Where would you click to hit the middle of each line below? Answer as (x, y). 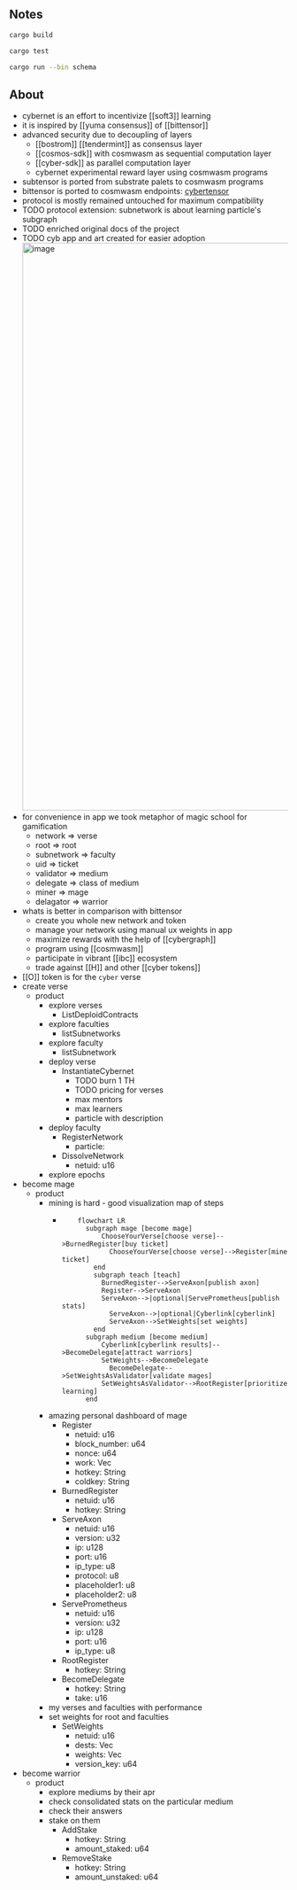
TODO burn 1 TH (105, 1081)
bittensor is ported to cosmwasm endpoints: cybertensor (126, 191)
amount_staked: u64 (112, 1849)
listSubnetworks (91, 1034)
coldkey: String (102, 1482)
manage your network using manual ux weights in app (133, 930)
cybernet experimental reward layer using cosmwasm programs (151, 173)
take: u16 (91, 1698)
